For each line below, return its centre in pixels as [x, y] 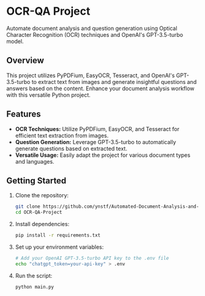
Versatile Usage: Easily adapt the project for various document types [103, 155]
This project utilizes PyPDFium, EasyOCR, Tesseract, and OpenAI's [91, 75]
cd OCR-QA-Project [39, 213]
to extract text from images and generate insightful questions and [114, 82]
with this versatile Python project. [48, 95]
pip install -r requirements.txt [58, 235]
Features [24, 114]
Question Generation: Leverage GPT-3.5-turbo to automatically [95, 142]
